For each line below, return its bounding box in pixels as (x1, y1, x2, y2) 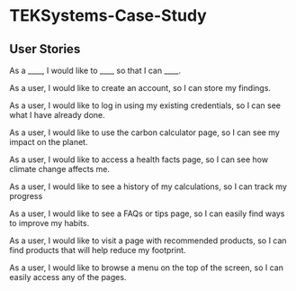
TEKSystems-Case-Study (9, 5, 207, 26)
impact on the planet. (9, 137, 88, 147)
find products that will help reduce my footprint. (9, 245, 186, 255)
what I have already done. (9, 110, 105, 120)
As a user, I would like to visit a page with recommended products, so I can (9, 235, 287, 246)
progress (9, 191, 43, 201)
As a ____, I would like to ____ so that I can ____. (9, 65, 182, 76)
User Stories (9, 41, 81, 57)
